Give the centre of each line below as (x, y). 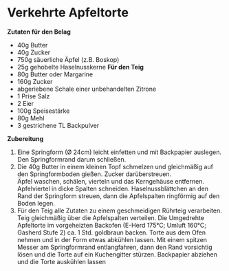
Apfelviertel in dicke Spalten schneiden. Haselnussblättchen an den (112, 188)
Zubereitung (25, 138)
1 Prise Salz (33, 96)
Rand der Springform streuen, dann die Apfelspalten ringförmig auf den (118, 196)
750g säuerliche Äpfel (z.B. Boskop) (68, 59)
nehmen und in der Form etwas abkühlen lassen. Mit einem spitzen (112, 239)
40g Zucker (34, 52)
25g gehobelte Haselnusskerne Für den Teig (80, 67)
